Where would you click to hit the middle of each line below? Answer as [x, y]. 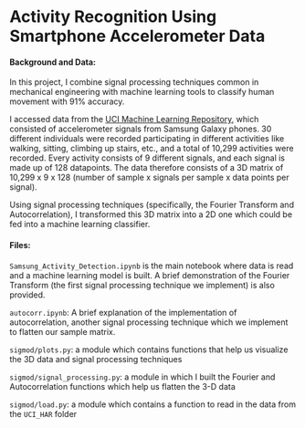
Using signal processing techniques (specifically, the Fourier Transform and [152, 205]
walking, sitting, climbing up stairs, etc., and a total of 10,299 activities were [152, 149]
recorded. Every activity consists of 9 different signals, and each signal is [147, 158]
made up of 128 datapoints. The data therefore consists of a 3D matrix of [147, 168]
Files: [20, 245]
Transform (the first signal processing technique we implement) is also [142, 285]
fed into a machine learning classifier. [80, 224]
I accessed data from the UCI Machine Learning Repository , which [134, 120]
